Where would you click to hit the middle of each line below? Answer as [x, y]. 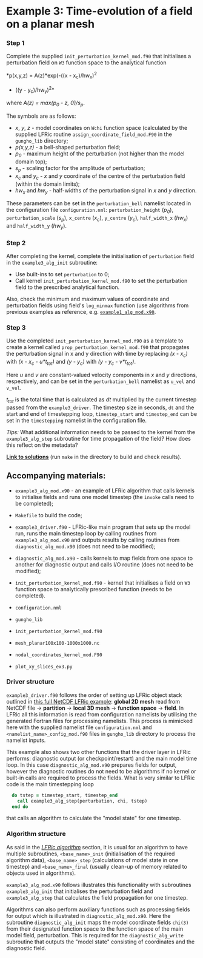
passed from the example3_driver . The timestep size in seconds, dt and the [100, 407]
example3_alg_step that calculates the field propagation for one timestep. [97, 897]
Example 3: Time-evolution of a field [99, 11]
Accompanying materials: [56, 476]
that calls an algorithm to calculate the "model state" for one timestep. [94, 818]
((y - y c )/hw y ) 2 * [35, 90]
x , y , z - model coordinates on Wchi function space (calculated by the [101, 128]
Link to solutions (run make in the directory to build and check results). [94, 457]
